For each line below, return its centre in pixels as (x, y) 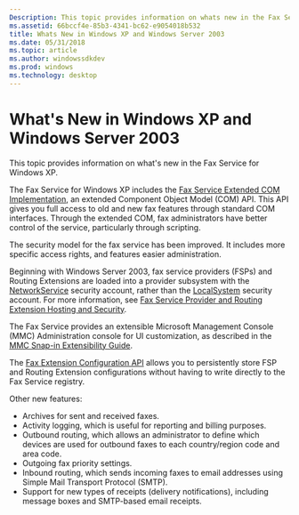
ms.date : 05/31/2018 (48, 42)
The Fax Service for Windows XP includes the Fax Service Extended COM (145, 189)
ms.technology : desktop (53, 76)
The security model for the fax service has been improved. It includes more (147, 245)
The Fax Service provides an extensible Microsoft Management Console (141, 326)
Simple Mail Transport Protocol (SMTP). (95, 482)
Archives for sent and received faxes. (91, 415)
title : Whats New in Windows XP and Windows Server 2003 (117, 34)
